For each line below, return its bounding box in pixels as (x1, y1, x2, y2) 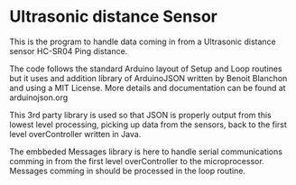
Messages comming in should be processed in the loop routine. (9, 165, 246, 176)
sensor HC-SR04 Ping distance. (9, 45, 128, 56)
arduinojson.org (9, 92, 69, 103)
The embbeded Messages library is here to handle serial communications (9, 146, 282, 157)
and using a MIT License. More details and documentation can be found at (9, 82, 286, 93)
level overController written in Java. (9, 128, 142, 139)
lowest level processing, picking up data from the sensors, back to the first (9, 119, 287, 130)
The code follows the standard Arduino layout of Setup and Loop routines (9, 63, 282, 74)
